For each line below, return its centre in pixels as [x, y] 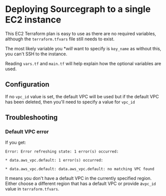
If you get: [16, 143]
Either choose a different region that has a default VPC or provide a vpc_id [81, 184]
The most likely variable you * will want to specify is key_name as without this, [83, 48]
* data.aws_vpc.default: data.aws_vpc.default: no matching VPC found [80, 169]
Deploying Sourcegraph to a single [78, 9]
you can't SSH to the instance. [36, 54]
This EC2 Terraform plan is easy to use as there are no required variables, [81, 33]
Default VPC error [27, 132]
